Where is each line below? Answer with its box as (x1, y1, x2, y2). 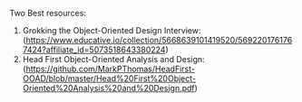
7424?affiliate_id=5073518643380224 (22, 44, 166, 55)
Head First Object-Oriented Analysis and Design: (22, 54, 206, 64)
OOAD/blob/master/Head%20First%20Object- (22, 73, 197, 84)
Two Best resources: (9, 8, 86, 18)
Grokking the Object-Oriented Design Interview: (22, 25, 201, 35)
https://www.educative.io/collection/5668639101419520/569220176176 (25, 35, 293, 45)
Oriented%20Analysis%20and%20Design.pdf (22, 83, 195, 93)
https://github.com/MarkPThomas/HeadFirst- (25, 63, 195, 74)
